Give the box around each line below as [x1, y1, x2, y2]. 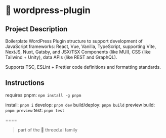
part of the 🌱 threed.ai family [17, 126, 77, 133]
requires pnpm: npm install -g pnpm [5, 92, 81, 98]
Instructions [5, 78, 45, 87]
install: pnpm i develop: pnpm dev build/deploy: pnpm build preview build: [5, 102, 155, 108]
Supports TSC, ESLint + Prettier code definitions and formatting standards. [5, 64, 161, 70]
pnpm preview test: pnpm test [5, 107, 65, 113]
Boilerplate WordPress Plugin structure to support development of [5, 38, 143, 44]
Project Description [5, 25, 68, 33]
